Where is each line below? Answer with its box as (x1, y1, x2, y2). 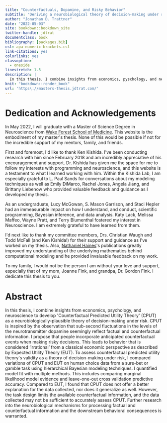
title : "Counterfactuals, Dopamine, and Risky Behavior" (5, 7, 126, 12)
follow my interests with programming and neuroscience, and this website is (5, 165, 161, 171)
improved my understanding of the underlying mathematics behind (5, 248, 142, 254)
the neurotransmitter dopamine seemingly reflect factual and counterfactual (5, 328, 161, 334)
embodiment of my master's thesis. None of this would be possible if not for (5, 134, 161, 140)
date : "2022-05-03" (5, 21, 46, 26)
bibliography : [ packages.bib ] (5, 40, 68, 45)
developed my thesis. (5, 192, 49, 198)
